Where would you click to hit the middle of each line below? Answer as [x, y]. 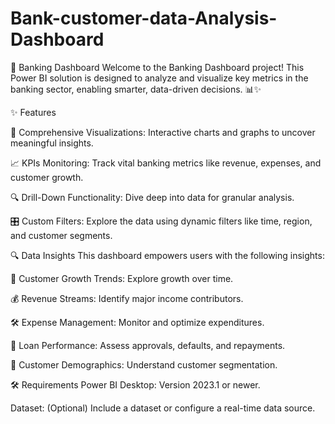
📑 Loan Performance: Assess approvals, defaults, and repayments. [148, 345]
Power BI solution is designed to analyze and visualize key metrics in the [159, 78]
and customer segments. [61, 235]
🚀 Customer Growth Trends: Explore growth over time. [122, 278]
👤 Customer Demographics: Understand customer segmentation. [144, 364]
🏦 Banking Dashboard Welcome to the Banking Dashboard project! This [157, 67]
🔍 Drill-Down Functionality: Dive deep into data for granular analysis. [152, 197]
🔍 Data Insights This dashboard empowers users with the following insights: [167, 255]
